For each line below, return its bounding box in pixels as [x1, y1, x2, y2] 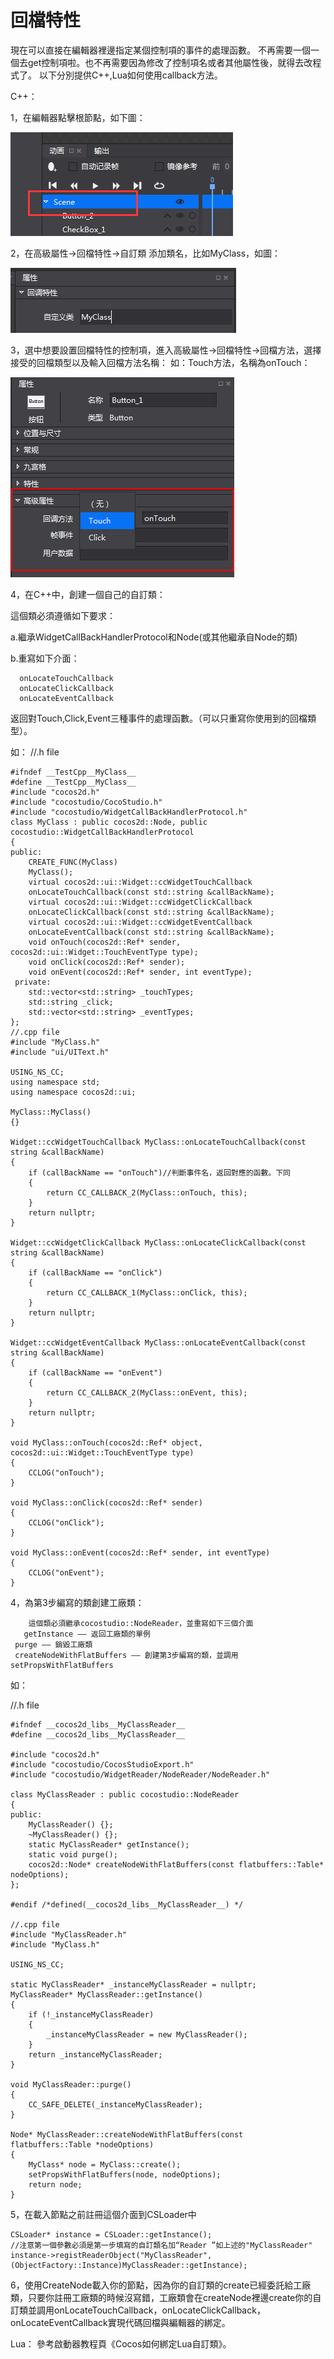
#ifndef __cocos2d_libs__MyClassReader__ [10, 1719, 186, 1730]
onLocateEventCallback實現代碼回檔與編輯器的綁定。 [10, 2316, 231, 2328]
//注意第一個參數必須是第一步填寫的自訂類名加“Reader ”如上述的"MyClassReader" [10, 2240, 313, 2250]
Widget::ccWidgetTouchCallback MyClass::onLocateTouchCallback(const [10, 1137, 307, 1147]
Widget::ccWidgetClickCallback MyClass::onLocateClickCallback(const [10, 1237, 307, 1248]
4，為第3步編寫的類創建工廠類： [10, 1596, 145, 1608]
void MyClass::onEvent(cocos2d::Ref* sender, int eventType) [10, 1547, 271, 1558]
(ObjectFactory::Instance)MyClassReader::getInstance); [10, 2260, 248, 2270]
